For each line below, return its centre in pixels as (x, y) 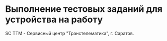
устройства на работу (54, 20)
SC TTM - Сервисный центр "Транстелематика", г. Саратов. (70, 33)
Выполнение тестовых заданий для (84, 9)
